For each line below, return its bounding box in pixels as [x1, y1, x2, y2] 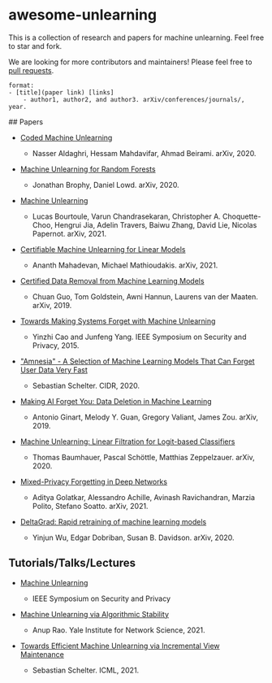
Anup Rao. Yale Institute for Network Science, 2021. [32, 624, 205, 635]
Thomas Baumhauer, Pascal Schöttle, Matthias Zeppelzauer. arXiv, [32, 452, 256, 462]
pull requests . [8, 65, 54, 75]
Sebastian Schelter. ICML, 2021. [32, 665, 140, 675]
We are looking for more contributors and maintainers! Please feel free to [8, 57, 253, 67]
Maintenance [19, 649, 65, 659]
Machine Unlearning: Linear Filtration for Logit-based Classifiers [19, 437, 235, 446]
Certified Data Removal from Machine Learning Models [19, 276, 205, 285]
